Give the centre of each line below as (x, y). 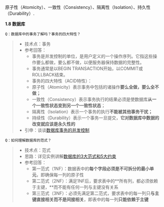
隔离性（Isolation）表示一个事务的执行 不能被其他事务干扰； (92, 112)
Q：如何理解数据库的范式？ (28, 140)
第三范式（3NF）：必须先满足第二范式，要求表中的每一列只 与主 (95, 193)
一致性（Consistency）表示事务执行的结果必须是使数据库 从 (92, 99)
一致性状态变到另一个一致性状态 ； (71, 105)
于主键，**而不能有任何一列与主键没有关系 (75, 187)
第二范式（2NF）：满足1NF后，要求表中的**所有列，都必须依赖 (95, 181)
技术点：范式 (37, 150)
